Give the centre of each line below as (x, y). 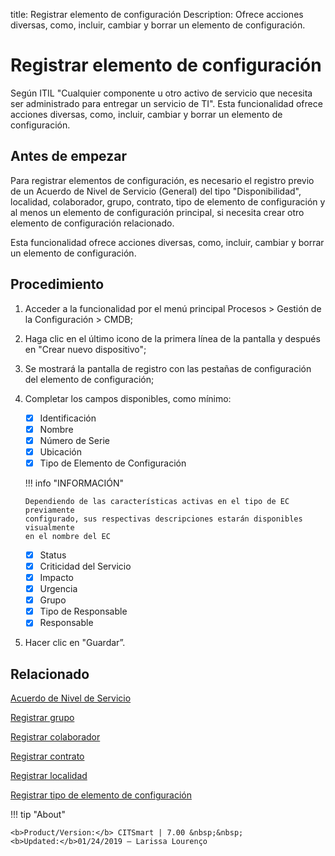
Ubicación (61, 451)
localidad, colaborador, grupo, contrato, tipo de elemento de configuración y (168, 201)
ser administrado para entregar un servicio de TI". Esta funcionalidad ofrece (166, 103)
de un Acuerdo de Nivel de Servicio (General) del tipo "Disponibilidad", (156, 191)
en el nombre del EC (67, 536)
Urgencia (58, 589)
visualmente (49, 527)
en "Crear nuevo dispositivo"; (85, 349)
